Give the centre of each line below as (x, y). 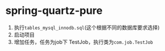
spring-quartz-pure (54, 11)
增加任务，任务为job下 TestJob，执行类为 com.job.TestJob (83, 42)
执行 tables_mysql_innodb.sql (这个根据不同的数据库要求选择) (87, 27)
